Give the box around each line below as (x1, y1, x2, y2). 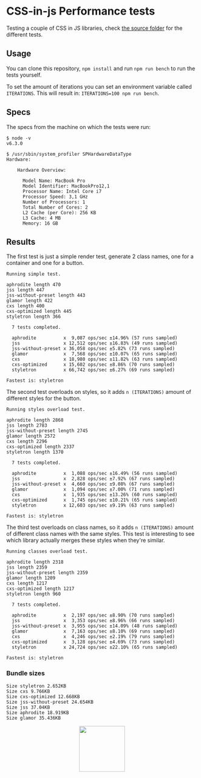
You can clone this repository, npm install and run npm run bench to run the (6, 65, 196, 72)
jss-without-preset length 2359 (6, 570, 88, 576)
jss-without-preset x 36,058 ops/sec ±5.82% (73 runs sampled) (12, 346, 175, 352)
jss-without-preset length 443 (6, 292, 86, 299)
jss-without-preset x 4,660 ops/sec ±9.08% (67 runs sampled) (12, 481, 175, 488)
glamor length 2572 (6, 433, 56, 440)
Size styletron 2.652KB (6, 683, 67, 689)
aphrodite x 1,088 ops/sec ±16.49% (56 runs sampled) (12, 471, 178, 477)
